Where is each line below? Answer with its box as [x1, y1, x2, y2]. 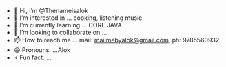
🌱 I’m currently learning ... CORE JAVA [13, 21, 122, 29]
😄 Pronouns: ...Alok [13, 46, 71, 54]
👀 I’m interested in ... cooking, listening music [13, 14, 143, 22]
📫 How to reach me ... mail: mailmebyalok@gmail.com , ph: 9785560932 [13, 36, 220, 44]
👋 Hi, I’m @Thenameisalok [13, 7, 88, 14]
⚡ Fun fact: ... [13, 53, 52, 62]
